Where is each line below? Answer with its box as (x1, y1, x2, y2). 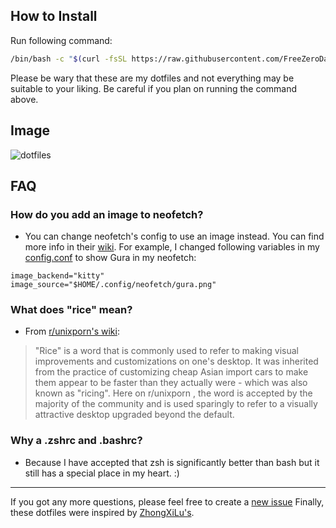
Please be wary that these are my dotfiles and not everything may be (10, 72, 295, 84)
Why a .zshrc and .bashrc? (10, 434, 143, 448)
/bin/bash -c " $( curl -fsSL (10, 54, 128, 64)
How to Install (10, 8, 98, 25)
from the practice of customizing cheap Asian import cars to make (34, 366, 309, 378)
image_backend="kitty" (10, 271, 105, 281)
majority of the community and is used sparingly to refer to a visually (34, 398, 318, 410)
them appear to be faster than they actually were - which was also (34, 377, 308, 389)
